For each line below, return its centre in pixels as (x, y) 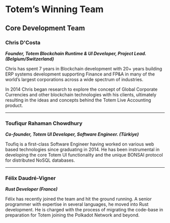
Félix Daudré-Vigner (31, 178)
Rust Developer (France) (32, 189)
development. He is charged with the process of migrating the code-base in (84, 210)
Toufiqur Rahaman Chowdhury (44, 123)
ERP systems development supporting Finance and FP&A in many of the (80, 74)
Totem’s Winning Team (54, 9)
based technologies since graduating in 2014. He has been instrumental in (82, 150)
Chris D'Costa (23, 43)
